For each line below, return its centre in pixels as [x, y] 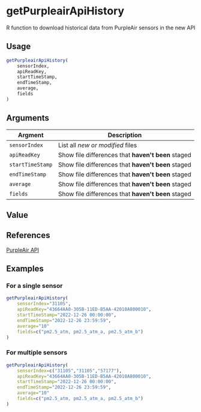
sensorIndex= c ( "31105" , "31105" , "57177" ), [69, 371]
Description [125, 135]
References [28, 235]
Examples [25, 269]
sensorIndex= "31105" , [44, 304]
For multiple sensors [37, 353]
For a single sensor [34, 286]
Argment [31, 135]
